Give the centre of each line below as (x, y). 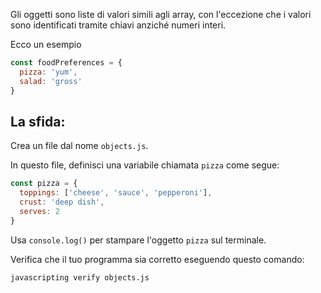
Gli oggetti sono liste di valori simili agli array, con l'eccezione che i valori (161, 14)
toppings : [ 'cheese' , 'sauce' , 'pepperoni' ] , (116, 193)
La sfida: (38, 121)
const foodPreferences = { (66, 63)
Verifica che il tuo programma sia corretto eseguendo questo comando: (157, 259)
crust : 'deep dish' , (62, 202)
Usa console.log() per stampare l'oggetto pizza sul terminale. (138, 240)
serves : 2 (39, 211)
